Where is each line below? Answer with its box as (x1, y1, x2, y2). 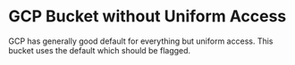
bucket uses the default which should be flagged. (8, 45, 191, 55)
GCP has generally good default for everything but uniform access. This (8, 36, 274, 46)
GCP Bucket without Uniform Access (8, 6, 287, 27)
